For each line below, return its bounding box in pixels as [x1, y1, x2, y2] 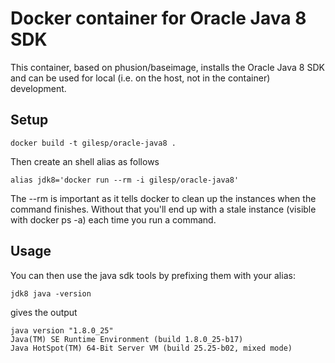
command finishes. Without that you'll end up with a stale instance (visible [10, 203, 317, 215]
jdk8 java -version [10, 288, 92, 299]
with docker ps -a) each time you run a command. [10, 213, 217, 226]
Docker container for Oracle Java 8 [10, 7, 307, 30]
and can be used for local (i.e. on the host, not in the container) [10, 72, 271, 84]
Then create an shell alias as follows [10, 155, 160, 167]
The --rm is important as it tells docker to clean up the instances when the [10, 192, 317, 204]
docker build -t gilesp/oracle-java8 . [10, 138, 177, 148]
